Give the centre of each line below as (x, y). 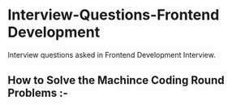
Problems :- (38, 93)
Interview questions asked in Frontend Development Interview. (112, 55)
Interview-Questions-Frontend (114, 15)
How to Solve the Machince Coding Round (116, 80)
